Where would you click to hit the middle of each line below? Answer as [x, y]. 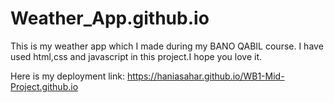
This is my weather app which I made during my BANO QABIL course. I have [167, 46]
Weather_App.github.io [110, 18]
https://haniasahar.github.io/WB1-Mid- [205, 76]
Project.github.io [44, 86]
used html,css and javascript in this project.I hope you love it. [136, 56]
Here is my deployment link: [67, 76]
